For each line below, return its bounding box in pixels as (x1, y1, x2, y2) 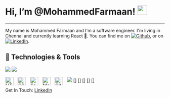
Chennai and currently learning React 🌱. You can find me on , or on (5, 33, 163, 39)
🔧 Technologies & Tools (5, 53, 80, 62)
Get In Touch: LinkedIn (5, 87, 52, 93)
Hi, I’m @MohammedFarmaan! (5, 6, 136, 18)
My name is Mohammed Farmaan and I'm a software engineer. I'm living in (5, 27, 160, 33)
